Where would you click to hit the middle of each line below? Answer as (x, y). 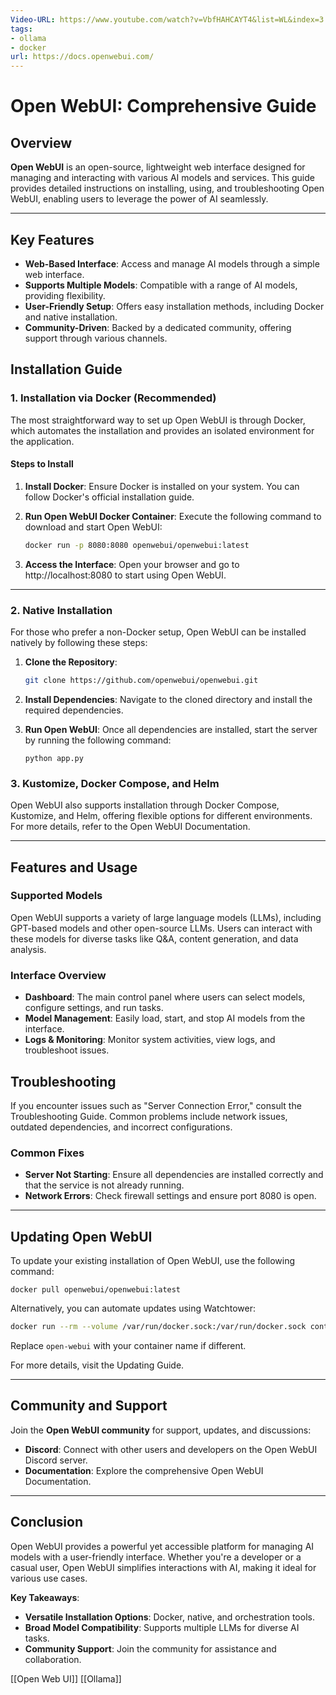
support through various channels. (96, 338)
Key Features (52, 239)
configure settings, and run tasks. (94, 1008)
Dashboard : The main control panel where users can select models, (165, 997)
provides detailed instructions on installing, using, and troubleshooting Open (167, 188)
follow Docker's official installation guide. (109, 497)
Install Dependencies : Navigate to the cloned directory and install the (168, 699)
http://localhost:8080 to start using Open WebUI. (125, 575)
